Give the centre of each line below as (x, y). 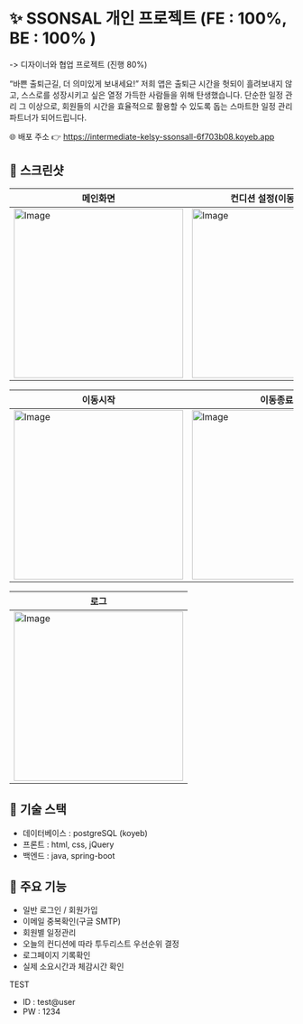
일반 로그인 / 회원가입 (60, 910)
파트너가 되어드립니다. (48, 117)
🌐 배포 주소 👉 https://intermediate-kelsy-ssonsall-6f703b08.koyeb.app (142, 136)
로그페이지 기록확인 (56, 955)
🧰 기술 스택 (38, 810)
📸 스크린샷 (37, 171)
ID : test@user (49, 1002)
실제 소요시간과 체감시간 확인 (73, 966)
